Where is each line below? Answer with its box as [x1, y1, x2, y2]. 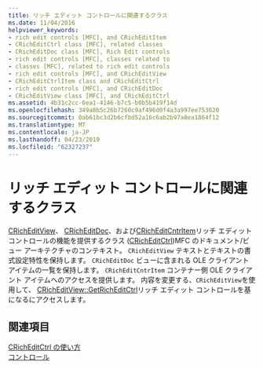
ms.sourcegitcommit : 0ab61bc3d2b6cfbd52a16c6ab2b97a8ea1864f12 [8, 114, 220, 122]
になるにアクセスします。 [8, 295, 90, 305]
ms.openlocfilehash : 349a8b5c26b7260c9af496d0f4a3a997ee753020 [8, 107, 220, 115]
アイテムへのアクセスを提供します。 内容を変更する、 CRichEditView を [23, 276, 249, 285]
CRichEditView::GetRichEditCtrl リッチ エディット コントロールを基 [36, 285, 251, 294]
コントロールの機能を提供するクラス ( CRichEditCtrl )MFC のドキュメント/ [8, 236, 243, 246]
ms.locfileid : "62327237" [8, 143, 93, 151]
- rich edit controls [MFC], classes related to [8, 56, 170, 64]
